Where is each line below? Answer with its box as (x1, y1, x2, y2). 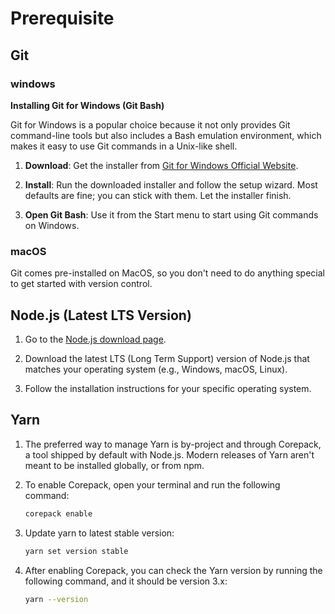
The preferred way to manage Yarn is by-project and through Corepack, (24, 438, 322, 450)
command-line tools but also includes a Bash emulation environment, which (10, 129, 322, 141)
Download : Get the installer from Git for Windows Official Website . (24, 159, 299, 171)
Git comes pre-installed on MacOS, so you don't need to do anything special (10, 267, 325, 279)
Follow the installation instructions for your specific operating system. (24, 382, 312, 394)
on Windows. (24, 219, 80, 231)
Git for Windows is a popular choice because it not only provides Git (10, 118, 291, 131)
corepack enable (24, 508, 93, 519)
